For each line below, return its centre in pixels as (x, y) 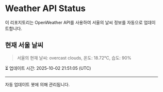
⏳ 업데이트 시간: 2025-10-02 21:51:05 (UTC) (48, 68)
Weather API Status (45, 8)
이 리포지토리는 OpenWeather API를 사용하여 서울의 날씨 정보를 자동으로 (74, 22)
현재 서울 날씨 (24, 45)
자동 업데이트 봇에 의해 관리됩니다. (37, 84)
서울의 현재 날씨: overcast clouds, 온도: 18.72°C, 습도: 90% (74, 58)
